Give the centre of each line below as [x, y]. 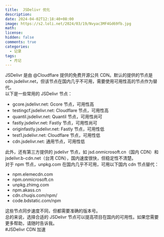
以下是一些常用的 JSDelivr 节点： [39, 94]
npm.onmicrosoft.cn [33, 179]
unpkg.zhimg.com [31, 185]
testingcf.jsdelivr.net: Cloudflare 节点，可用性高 [61, 111]
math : [11, 28]
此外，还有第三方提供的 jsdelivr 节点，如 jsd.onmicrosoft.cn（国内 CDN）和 [82, 152]
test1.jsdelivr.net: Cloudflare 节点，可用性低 [56, 135]
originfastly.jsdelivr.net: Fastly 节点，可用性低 [58, 129]
